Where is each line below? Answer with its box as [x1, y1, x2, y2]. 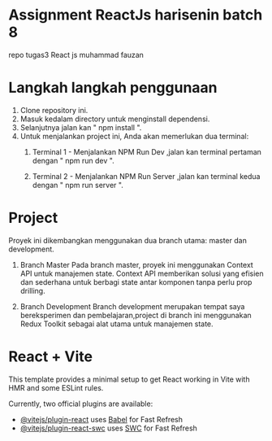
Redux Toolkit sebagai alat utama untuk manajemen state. [19, 319, 214, 329]
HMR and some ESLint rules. [8, 382, 104, 392]
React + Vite [8, 347, 93, 365]
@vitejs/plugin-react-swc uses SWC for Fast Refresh [19, 423, 197, 433]
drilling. [19, 286, 46, 295]
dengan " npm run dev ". [32, 155, 115, 165]
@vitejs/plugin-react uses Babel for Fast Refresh [19, 414, 183, 424]
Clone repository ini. [19, 105, 89, 115]
